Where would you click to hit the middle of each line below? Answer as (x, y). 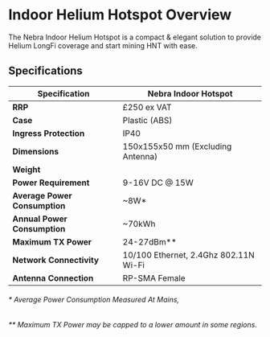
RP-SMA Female (154, 277)
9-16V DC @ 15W (158, 183)
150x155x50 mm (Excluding (177, 146)
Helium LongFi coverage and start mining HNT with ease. (103, 45)
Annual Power (40, 219)
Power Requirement (51, 183)
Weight (27, 169)
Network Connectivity (55, 260)
